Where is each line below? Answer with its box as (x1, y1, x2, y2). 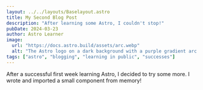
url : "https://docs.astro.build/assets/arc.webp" (12, 43, 140, 49)
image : (6, 37, 23, 43)
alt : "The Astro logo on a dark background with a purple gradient (12, 48, 187, 54)
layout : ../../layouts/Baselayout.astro (6, 8, 111, 15)
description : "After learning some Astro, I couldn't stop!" (6, 20, 165, 26)
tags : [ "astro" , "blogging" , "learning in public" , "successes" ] (6, 54, 176, 60)
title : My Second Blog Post (6, 14, 78, 21)
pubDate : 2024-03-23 (6, 25, 59, 32)
